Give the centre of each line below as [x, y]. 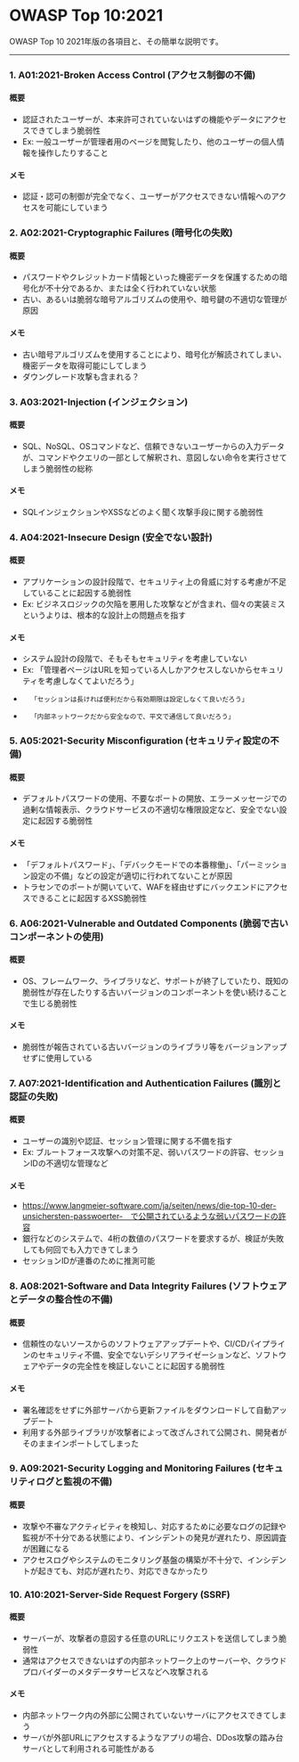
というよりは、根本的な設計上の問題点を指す [104, 615]
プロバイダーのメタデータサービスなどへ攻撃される [115, 1671]
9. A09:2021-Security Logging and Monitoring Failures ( [133, 1469]
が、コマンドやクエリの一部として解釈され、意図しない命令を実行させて [154, 457]
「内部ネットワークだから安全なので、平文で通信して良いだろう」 [133, 717]
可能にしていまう [77, 208]
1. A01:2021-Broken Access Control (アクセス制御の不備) [133, 75]
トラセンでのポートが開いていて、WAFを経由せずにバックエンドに [143, 887]
